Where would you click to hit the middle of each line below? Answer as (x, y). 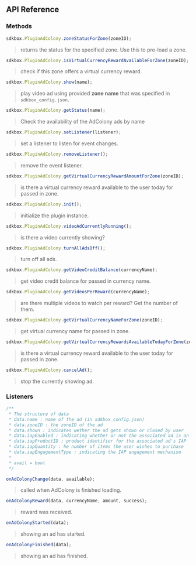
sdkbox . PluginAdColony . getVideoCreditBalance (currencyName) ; (82, 270)
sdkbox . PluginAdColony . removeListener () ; (57, 155)
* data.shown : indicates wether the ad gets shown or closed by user (96, 430)
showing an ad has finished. (54, 556)
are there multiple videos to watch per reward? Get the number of (99, 303)
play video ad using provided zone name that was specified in (95, 94)
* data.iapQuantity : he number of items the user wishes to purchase (96, 447)
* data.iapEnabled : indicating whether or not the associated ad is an (99, 436)
